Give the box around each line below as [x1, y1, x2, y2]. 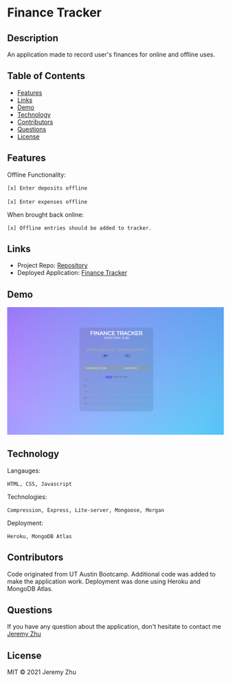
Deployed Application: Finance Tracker [16, 269, 127, 277]
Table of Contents [7, 70, 86, 82]
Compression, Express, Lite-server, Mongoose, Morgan [7, 506, 165, 513]
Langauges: [7, 466, 41, 475]
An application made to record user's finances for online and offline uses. [7, 50, 215, 58]
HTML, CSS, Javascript [7, 480, 72, 487]
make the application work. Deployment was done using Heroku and [7, 577, 201, 585]
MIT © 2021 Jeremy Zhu [7, 668, 77, 676]
